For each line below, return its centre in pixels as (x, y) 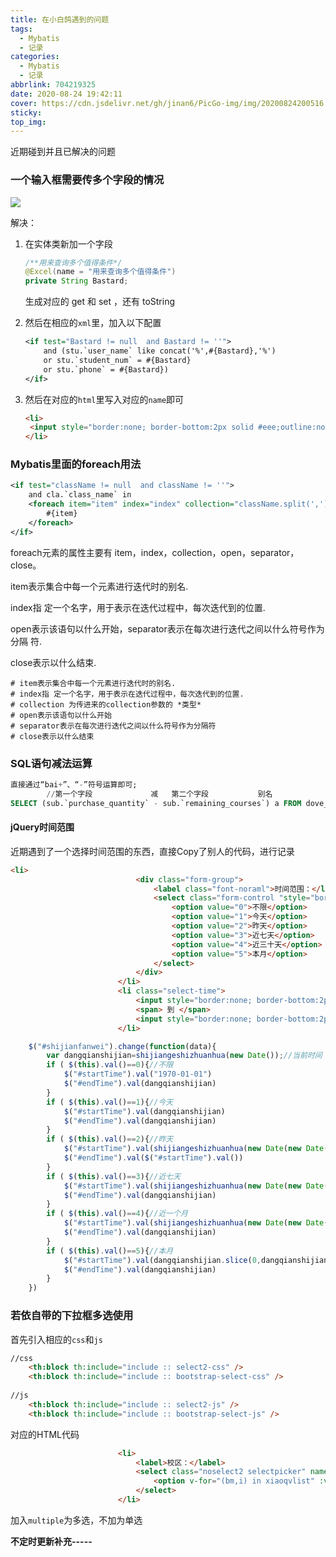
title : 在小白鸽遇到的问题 (60, 19)
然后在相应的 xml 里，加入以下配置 (93, 323)
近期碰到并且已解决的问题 (63, 152)
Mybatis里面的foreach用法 (76, 464)
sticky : (26, 112)
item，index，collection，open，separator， (207, 552)
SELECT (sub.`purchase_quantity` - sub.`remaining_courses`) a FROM (156, 803)
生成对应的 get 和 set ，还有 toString (99, 302)
